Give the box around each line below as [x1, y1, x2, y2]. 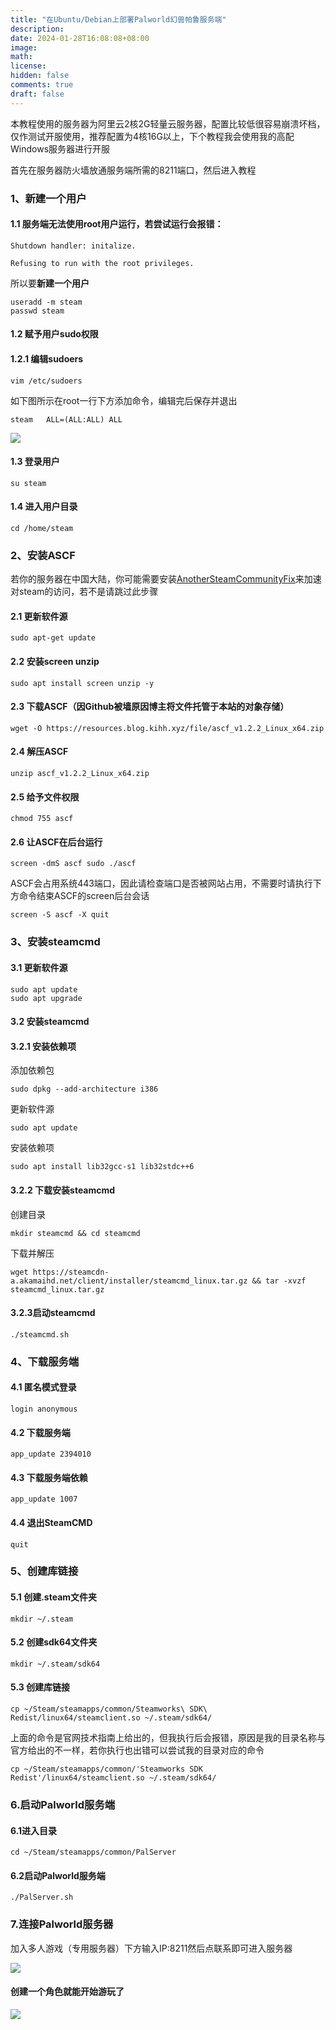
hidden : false [10, 71, 70, 81]
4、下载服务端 [10, 1354, 80, 1368]
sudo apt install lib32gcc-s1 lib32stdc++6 [10, 1162, 195, 1172]
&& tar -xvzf [251, 1276, 307, 1286]
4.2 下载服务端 [10, 1426, 71, 1438]
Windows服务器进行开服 [10, 142, 111, 155]
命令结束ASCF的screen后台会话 [18, 890, 150, 902]
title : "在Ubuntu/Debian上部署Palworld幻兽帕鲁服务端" [10, 14, 227, 25]
